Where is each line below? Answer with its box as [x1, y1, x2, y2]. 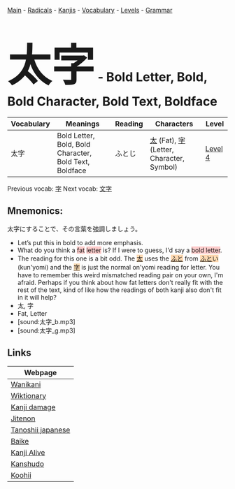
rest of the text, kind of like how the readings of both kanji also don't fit [17, 286, 222, 294]
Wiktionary [10, 391, 47, 400]
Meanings [65, 119, 100, 129]
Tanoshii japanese [10, 425, 71, 435]
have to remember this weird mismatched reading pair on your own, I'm [17, 270, 224, 279]
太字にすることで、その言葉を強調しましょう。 [7, 224, 142, 233]
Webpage [24, 367, 57, 377]
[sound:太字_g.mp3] [17, 326, 76, 335]
